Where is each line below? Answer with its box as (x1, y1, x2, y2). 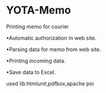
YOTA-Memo (6, 4, 71, 17)
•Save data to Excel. (6, 68, 56, 75)
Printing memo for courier (6, 23, 69, 30)
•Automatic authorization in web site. (6, 34, 97, 41)
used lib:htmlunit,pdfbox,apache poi (6, 80, 94, 87)
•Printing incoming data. (6, 57, 66, 64)
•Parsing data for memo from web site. (6, 45, 101, 53)
